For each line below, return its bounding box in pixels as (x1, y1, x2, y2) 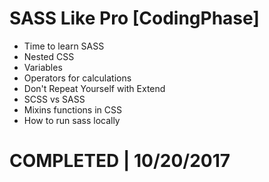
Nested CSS (23, 50, 75, 62)
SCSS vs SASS (23, 93, 86, 105)
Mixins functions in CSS (23, 103, 122, 116)
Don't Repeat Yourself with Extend (23, 82, 166, 94)
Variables (23, 61, 63, 73)
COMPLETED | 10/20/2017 (9, 150, 231, 172)
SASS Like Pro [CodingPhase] (9, 7, 260, 30)
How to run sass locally (23, 114, 121, 126)
